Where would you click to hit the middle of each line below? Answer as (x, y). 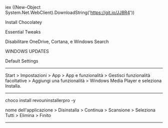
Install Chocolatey (24, 22)
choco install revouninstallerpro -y (40, 100)
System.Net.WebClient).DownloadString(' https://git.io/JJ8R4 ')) (70, 12)
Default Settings (22, 61)
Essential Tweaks (23, 32)
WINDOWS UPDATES (27, 51)
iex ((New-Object (23, 7)
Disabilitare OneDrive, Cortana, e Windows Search (57, 41)
